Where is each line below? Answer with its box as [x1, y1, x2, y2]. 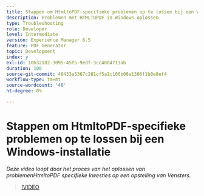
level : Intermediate [6, 32, 59, 38]
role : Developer [6, 25, 47, 32]
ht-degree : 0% [6, 88, 42, 94]
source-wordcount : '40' [6, 83, 67, 89]
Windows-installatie [6, 145, 111, 159]
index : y [6, 54, 29, 60]
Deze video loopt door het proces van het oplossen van [6, 165, 146, 172]
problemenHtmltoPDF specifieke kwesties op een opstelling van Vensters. [6, 171, 191, 179]
